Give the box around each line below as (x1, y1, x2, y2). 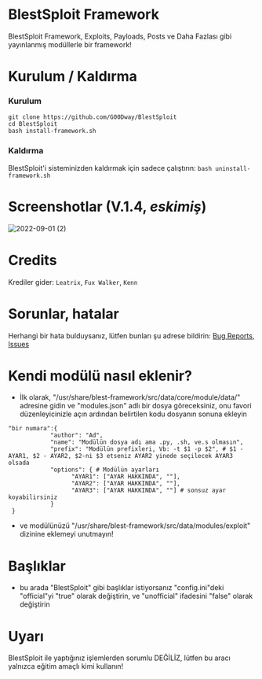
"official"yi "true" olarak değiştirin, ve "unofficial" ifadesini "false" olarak (19, 592, 253, 601)
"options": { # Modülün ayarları (49, 466, 159, 474)
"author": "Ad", (49, 431, 104, 440)
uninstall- (215, 164, 251, 172)
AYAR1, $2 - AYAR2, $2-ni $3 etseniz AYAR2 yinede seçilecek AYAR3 (8, 452, 234, 460)
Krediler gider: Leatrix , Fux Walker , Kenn (8, 277, 138, 286)
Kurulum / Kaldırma (8, 68, 137, 86)
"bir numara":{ (8, 425, 58, 433)
